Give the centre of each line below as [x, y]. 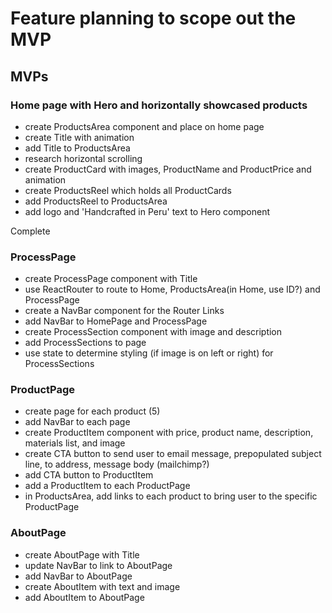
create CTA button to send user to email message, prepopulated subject [173, 454]
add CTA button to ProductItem [89, 475]
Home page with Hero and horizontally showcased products [159, 105]
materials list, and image [75, 443]
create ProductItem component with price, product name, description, [169, 433]
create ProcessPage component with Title [111, 279]
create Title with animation [79, 137]
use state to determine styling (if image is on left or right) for [149, 353]
